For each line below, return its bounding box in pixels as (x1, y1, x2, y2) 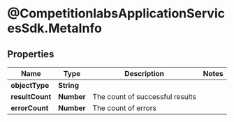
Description (124, 69, 165, 78)
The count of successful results (92, 92, 197, 101)
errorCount (10, 103, 49, 113)
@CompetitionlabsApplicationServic (7, 6, 226, 22)
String (58, 81, 79, 90)
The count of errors (92, 103, 157, 113)
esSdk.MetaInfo (7, 20, 103, 36)
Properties (7, 48, 54, 60)
